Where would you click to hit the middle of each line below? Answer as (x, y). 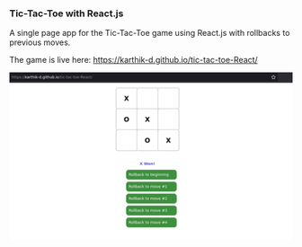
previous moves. (40, 42)
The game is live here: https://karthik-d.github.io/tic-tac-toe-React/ (133, 60)
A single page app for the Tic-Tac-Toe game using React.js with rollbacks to (150, 33)
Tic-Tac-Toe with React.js (67, 13)
